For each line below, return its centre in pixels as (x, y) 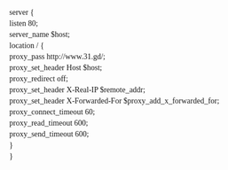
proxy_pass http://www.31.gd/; (57, 57)
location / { (27, 46)
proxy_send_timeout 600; (49, 134)
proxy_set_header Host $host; (56, 68)
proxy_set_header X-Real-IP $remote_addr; (78, 90)
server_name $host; (40, 35)
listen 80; (24, 23)
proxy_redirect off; (39, 79)
